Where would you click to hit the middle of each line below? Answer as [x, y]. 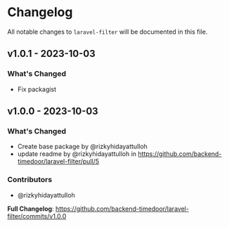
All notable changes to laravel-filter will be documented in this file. [107, 32]
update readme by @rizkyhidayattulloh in [77, 154]
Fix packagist [37, 89]
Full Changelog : [31, 209]
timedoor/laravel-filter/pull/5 [58, 162]
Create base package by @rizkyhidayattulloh [82, 147]
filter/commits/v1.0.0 [37, 216]
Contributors [30, 180]
